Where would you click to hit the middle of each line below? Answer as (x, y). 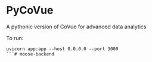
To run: (15, 38)
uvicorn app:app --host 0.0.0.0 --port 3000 (62, 49)
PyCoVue (30, 10)
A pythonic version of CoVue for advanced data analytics (76, 27)
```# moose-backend (30, 54)
